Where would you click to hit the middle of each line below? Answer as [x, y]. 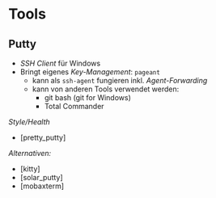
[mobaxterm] [42, 186]
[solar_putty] [41, 177]
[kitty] [30, 169]
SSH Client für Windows [60, 63]
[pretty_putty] [43, 137]
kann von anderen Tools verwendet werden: [106, 89]
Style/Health [29, 122]
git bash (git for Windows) [88, 97]
